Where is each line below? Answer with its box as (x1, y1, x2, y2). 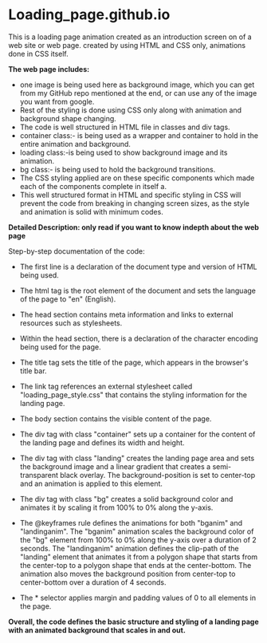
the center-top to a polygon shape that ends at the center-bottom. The (19, 560, 252, 570)
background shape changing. (19, 113, 117, 123)
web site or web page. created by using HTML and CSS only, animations (8, 40, 245, 49)
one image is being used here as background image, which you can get (19, 80, 255, 89)
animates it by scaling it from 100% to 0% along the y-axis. (19, 503, 214, 512)
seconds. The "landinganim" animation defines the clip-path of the (19, 543, 239, 553)
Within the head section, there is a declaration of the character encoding (19, 333, 259, 343)
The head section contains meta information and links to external (19, 310, 234, 319)
